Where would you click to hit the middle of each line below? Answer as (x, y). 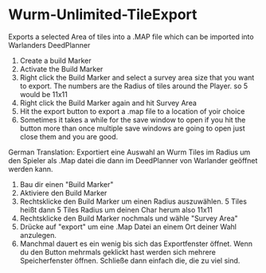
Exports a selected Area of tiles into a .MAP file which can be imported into (131, 37)
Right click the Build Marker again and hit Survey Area (108, 103)
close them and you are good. (69, 136)
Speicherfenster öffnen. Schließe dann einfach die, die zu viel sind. (130, 260)
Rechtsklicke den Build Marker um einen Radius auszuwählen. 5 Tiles (133, 201)
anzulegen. (38, 235)
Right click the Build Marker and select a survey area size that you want (137, 77)
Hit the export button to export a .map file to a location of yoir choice (132, 111)
